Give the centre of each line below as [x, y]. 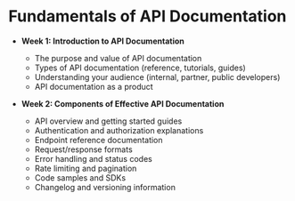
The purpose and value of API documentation [118, 58]
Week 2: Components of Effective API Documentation [123, 103]
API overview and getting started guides [108, 121]
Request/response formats [83, 149]
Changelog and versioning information [105, 187]
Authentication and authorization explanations [119, 130]
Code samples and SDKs [80, 177]
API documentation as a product [94, 86]
